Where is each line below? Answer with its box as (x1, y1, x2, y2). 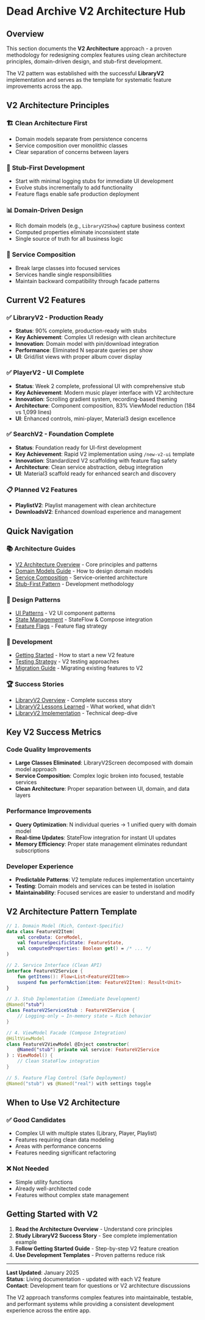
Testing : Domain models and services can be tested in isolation (15, 882, 176, 890)
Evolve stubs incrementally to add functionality (15, 183, 133, 191)
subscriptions (15, 846, 50, 854)
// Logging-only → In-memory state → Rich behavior (17, 1013, 151, 1019)
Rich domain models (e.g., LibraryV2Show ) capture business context (15, 222, 185, 230)
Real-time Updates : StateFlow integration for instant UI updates (15, 834, 176, 841)
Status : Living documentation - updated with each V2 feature (6, 1275, 161, 1283)
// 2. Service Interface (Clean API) (6, 963, 103, 969)
